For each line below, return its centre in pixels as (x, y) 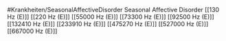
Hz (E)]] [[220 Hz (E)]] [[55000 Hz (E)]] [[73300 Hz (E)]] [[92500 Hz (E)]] (111, 17)
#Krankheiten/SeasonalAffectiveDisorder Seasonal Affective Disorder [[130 (113, 10)
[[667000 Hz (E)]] (32, 31)
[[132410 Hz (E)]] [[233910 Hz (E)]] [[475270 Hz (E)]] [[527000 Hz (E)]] (108, 24)
